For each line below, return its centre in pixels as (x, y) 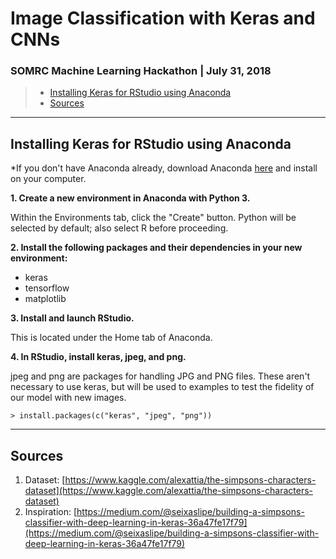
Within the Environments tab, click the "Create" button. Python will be (153, 218)
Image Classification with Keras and (163, 18)
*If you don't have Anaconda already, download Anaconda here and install (164, 168)
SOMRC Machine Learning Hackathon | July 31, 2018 (141, 71)
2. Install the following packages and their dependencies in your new (156, 248)
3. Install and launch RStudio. (72, 318)
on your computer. (48, 179)
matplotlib (45, 299)
